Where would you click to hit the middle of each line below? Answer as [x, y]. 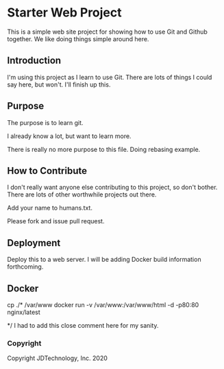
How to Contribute [47, 171]
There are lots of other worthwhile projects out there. [82, 194]
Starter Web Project [64, 13]
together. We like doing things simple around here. [78, 38]
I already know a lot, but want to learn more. [69, 136]
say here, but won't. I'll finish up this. [59, 85]
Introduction [34, 61]
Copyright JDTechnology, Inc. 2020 [58, 358]
